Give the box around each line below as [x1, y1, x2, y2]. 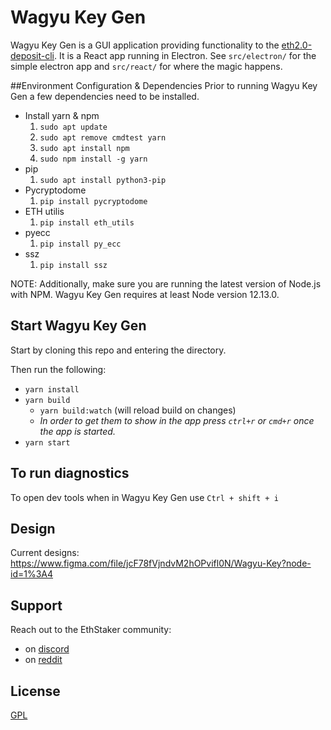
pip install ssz [39, 260, 108, 270]
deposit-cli [10, 49, 55, 61]
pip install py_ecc [39, 239, 122, 249]
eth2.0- [281, 39, 313, 51]
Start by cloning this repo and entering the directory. [10, 344, 227, 356]
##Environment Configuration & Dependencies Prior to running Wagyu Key [10, 79, 318, 91]
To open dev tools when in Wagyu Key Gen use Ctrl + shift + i [10, 491, 279, 503]
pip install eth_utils [39, 217, 135, 228]
